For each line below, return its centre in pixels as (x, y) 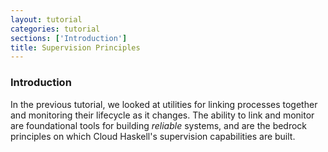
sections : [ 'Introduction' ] (69, 38)
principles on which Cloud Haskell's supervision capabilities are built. (153, 136)
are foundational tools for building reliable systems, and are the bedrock (159, 125)
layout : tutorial (46, 19)
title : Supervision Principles (75, 47)
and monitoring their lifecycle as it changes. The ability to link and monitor (162, 115)
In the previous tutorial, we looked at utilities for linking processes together (164, 104)
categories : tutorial (55, 29)
